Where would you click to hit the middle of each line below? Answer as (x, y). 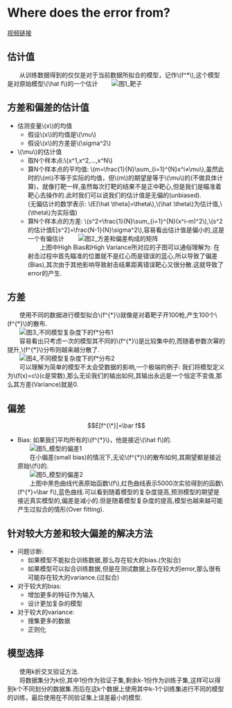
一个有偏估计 (46, 238)
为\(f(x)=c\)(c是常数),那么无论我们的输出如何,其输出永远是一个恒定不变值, (112, 376)
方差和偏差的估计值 (48, 108)
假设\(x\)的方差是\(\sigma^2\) (69, 143)
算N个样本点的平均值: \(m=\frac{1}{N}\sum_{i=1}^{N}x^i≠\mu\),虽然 (123, 169)
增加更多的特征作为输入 (61, 595)
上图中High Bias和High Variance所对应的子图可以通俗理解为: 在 (130, 247)
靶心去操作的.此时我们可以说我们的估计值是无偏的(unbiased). (115, 195)
